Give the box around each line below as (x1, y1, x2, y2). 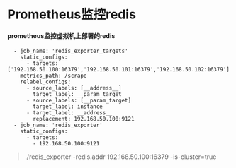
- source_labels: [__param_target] (26, 97, 132, 104)
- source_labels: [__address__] (26, 85, 122, 92)
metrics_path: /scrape (20, 72, 87, 80)
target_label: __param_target (33, 91, 122, 98)
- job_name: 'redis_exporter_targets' (13, 47, 129, 55)
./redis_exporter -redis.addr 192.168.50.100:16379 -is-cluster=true (24, 152, 217, 161)
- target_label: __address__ (26, 109, 113, 116)
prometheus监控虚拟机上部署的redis (7, 31, 116, 40)
